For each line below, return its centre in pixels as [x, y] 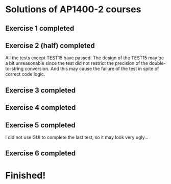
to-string [15, 69]
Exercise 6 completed [41, 154]
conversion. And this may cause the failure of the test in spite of [92, 69]
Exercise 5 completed [40, 125]
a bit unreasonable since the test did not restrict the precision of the [77, 63]
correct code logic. [25, 74]
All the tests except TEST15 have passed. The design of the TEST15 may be [85, 58]
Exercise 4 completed [41, 108]
